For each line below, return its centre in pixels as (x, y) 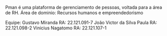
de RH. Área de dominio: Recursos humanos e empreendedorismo (74, 13)
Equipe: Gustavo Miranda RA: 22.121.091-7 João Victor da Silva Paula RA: (81, 23)
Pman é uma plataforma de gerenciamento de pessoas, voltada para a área (84, 7)
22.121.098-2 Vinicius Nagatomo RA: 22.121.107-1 (56, 28)
